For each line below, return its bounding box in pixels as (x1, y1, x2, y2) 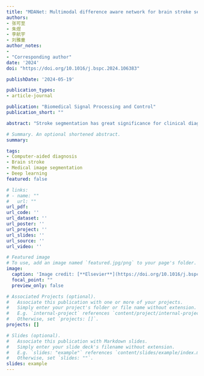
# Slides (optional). (6, 332, 61, 338)
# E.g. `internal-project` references (6, 311, 110, 317)
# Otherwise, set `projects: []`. (6, 316, 99, 322)
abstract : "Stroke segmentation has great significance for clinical (6, 120, 186, 126)
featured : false (6, 176, 47, 182)
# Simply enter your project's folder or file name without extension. (6, 304, 197, 311)
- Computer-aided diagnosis (6, 153, 78, 159)
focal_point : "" (12, 277, 53, 283)
